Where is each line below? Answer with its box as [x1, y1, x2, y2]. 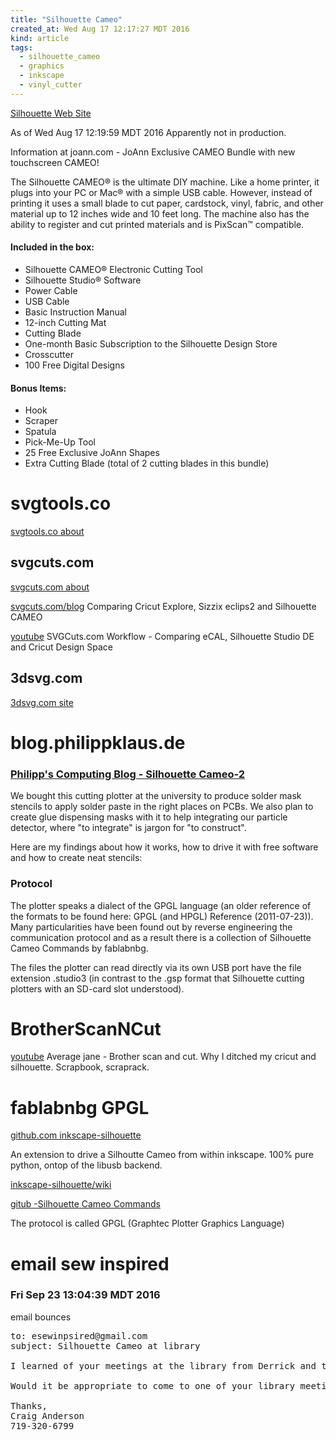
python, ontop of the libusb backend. [10, 1159, 163, 1171]
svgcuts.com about [10, 581, 90, 593]
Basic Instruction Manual [24, 306, 127, 318]
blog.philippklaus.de [10, 731, 186, 754]
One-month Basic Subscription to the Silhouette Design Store [24, 337, 278, 350]
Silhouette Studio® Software [24, 274, 142, 286]
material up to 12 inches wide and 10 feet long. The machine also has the [10, 207, 310, 220]
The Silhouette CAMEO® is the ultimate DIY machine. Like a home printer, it [10, 176, 320, 188]
